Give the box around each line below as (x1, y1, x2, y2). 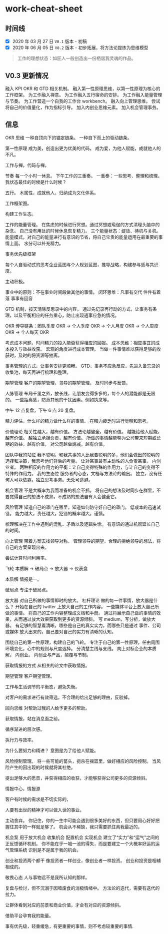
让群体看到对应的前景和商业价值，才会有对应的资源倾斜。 (5, 901, 123, 908)
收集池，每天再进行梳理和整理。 (5, 369, 71, 375)
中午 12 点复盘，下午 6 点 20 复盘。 (5, 407, 78, 413)
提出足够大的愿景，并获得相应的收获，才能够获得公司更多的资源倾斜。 (5, 775, 150, 781)
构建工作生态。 (5, 211, 36, 217)
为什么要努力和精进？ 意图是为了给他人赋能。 (5, 747, 98, 753)
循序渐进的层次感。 (5, 726, 45, 732)
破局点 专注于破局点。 (5, 586, 50, 593)
